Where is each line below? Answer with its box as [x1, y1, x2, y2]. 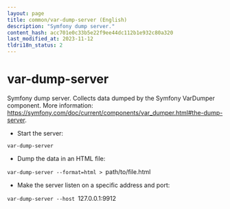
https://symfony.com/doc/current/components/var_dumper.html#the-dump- [7, 108, 223, 116]
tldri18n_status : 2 [7, 42, 63, 49]
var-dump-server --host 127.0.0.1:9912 [7, 194, 117, 202]
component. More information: [7, 101, 94, 110]
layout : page [7, 10, 45, 17]
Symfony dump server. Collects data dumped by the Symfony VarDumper [7, 94, 215, 102]
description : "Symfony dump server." [7, 23, 115, 29]
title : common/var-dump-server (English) [7, 16, 128, 23]
